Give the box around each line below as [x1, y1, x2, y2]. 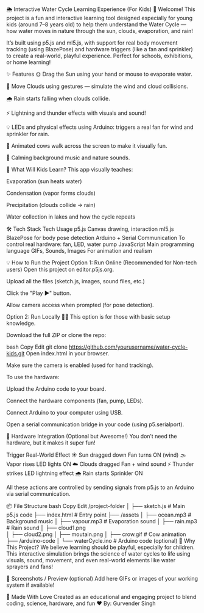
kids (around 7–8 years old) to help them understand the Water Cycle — [6, 21, 187, 28]
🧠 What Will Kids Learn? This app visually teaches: [6, 166, 133, 173]
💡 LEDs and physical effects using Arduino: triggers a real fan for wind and [6, 123, 194, 131]
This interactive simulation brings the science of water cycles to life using [6, 550, 191, 557]
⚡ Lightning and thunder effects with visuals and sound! [6, 109, 146, 117]
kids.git [6, 350, 25, 357]
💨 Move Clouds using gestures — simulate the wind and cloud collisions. [6, 82, 189, 90]
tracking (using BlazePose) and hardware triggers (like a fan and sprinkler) [6, 46, 193, 53]
